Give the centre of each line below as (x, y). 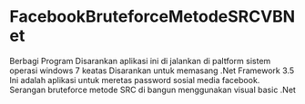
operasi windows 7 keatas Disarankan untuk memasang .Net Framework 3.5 (152, 71)
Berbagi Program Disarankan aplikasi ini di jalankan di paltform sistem (140, 61)
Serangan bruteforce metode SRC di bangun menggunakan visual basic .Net (152, 90)
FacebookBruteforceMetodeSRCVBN (152, 17)
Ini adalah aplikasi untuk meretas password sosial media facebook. (135, 80)
